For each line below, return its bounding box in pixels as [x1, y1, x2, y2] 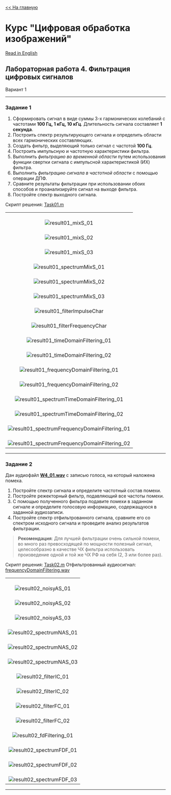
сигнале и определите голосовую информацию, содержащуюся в [12, 504, 157, 510]
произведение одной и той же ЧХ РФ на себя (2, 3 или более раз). [17, 552, 163, 558]
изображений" [5, 33, 72, 45]
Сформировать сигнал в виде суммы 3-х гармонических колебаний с [12, 116, 165, 122]
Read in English [5, 50, 38, 56]
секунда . [12, 126, 34, 132]
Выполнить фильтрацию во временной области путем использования [12, 153, 166, 160]
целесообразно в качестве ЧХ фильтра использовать [17, 547, 135, 553]
